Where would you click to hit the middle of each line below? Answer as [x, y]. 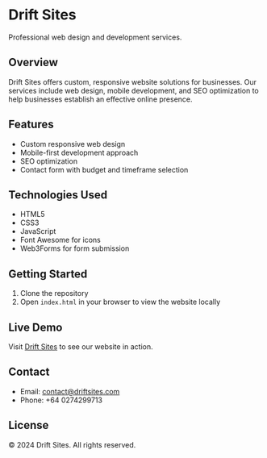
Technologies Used [58, 195]
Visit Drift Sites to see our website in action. [81, 347]
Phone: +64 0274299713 [61, 400]
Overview [33, 62]
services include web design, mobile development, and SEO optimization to [134, 90]
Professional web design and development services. [95, 37]
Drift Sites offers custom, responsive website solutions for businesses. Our [132, 81]
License [29, 425]
